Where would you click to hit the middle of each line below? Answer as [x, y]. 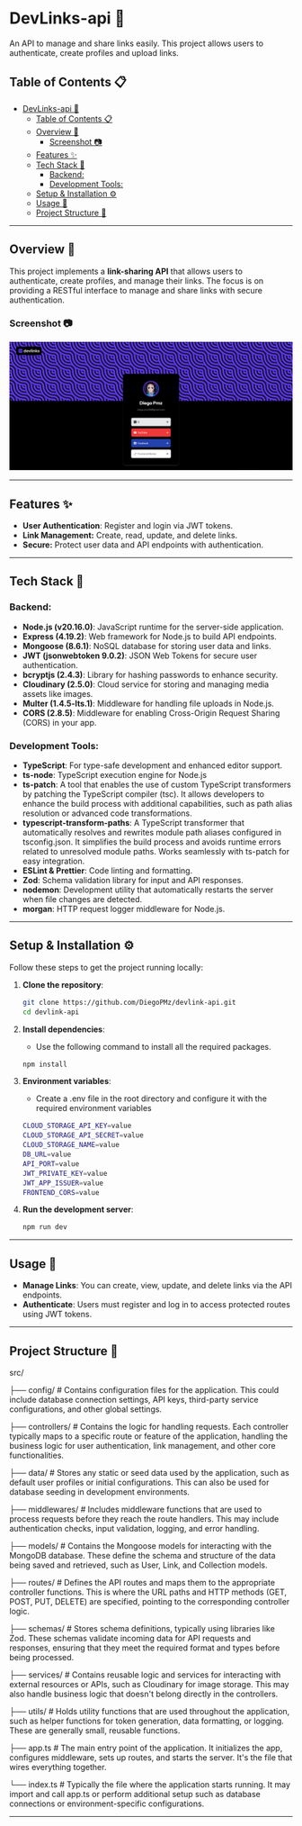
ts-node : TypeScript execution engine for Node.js [115, 775]
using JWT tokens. [57, 1315]
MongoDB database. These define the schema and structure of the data [142, 1555]
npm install [44, 1064]
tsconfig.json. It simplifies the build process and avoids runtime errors [151, 842]
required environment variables [93, 1108]
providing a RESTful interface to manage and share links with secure [136, 290]
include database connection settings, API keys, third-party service [134, 1399]
